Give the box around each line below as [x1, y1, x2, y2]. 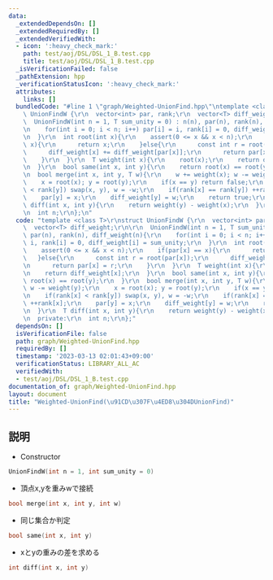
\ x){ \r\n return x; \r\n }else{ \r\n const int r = [23, 140, 245, 149]
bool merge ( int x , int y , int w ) [8, 499, 122, 508]
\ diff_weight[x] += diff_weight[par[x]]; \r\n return [23, 148, 245, 156]
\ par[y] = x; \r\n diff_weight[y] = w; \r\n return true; [23, 193, 253, 202]
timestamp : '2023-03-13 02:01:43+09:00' [15, 352, 154, 360]
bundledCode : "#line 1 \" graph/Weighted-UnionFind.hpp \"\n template [15, 102, 249, 111]
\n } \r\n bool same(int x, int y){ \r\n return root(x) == [23, 164, 242, 172]
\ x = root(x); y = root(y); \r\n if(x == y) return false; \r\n [23, 178, 264, 187]
